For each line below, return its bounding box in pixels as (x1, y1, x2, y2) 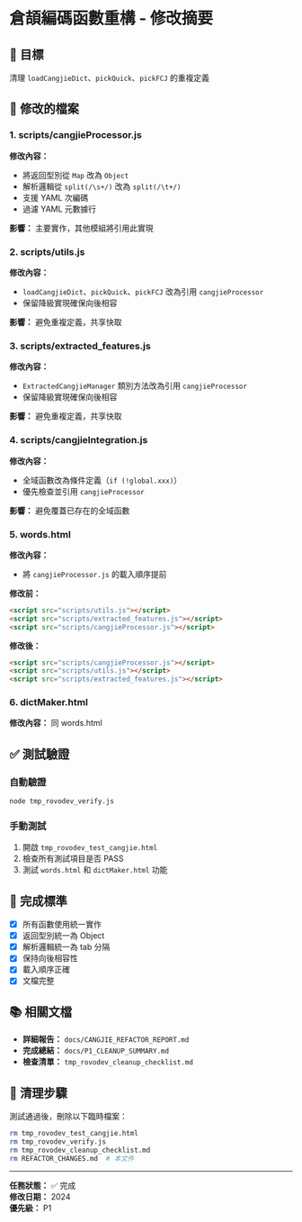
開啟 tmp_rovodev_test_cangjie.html (22, 842, 158, 853)
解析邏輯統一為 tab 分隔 (22, 942, 111, 953)
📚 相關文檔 (9, 1004, 73, 1019)
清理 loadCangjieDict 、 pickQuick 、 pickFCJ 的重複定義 (9, 73, 209, 83)
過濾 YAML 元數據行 (22, 204, 97, 214)
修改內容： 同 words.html (9, 718, 103, 729)
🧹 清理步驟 (9, 1085, 67, 1100)
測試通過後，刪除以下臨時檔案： (9, 1111, 128, 1122)
